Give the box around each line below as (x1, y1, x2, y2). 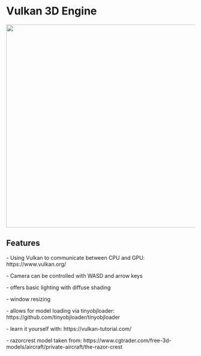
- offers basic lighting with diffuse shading (6, 284, 111, 291)
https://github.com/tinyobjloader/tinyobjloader (6, 313, 121, 321)
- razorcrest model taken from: (6, 337, 82, 344)
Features (6, 238, 40, 248)
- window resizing (6, 295, 51, 302)
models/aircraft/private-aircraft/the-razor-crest (6, 343, 123, 350)
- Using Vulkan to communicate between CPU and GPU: (6, 254, 145, 261)
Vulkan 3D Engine (6, 4, 97, 18)
